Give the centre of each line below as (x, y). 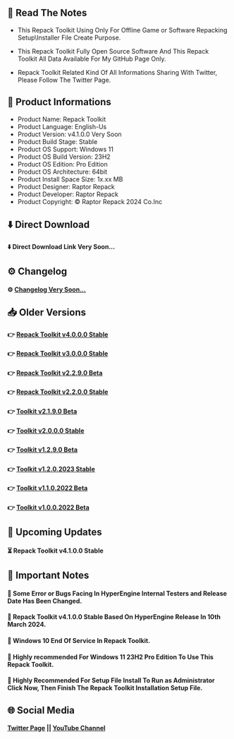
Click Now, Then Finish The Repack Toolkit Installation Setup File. (105, 688)
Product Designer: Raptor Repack (66, 186)
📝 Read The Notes (47, 13)
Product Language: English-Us (62, 126)
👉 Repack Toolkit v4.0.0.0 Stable (58, 334)
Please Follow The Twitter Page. (64, 80)
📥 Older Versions (47, 312)
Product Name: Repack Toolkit (62, 119)
